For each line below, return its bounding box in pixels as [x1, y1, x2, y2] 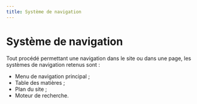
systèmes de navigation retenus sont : [6, 61, 101, 68]
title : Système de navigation [6, 8, 82, 15]
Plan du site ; [14, 85, 47, 93]
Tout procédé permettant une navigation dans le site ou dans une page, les [6, 55, 192, 62]
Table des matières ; [14, 79, 65, 86]
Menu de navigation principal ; [14, 73, 90, 80]
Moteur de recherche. [14, 91, 69, 99]
